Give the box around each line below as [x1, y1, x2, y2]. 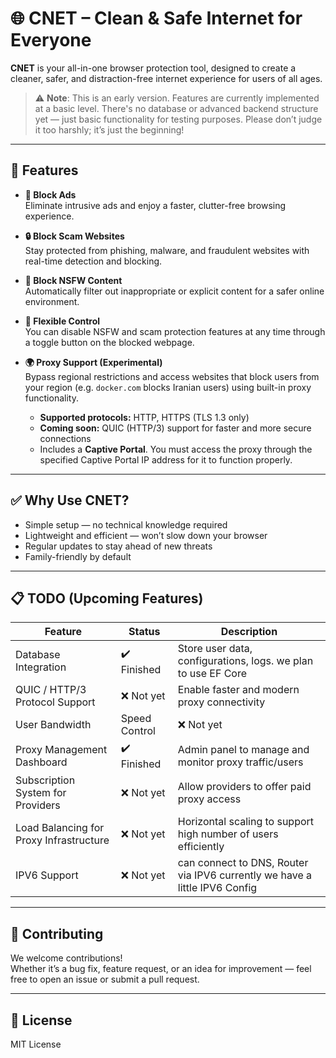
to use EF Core [177, 667, 248, 681]
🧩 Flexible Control [24, 315, 101, 327]
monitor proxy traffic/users [177, 755, 304, 769]
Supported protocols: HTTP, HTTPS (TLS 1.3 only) [39, 411, 250, 423]
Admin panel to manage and [177, 742, 310, 756]
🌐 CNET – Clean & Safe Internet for [10, 7, 303, 30]
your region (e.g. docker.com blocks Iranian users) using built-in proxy [24, 381, 312, 393]
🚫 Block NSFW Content [24, 274, 123, 286]
